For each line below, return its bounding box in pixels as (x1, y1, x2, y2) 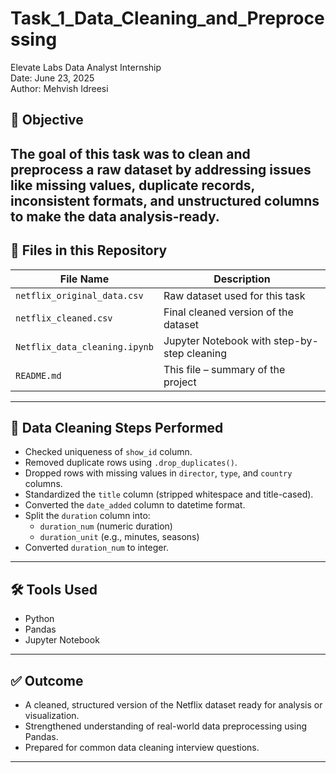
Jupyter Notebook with (163, 333, 272, 347)
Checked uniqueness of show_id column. (24, 446, 193, 458)
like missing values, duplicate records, (10, 177, 255, 194)
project (163, 375, 197, 389)
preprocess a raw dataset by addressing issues (10, 161, 312, 178)
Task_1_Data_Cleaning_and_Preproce (10, 7, 325, 30)
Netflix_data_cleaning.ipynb (15, 341, 154, 352)
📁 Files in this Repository (10, 242, 168, 259)
